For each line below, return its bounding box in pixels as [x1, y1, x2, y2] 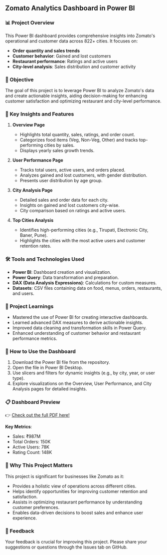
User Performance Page [12, 157, 63, 163]
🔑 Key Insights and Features [5, 110, 74, 117]
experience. [12, 515, 37, 521]
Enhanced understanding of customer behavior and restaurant [12, 330, 141, 336]
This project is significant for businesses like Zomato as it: [5, 473, 125, 479]
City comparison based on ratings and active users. [19, 208, 126, 214]
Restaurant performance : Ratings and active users [12, 58, 118, 64]
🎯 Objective [5, 76, 34, 83]
